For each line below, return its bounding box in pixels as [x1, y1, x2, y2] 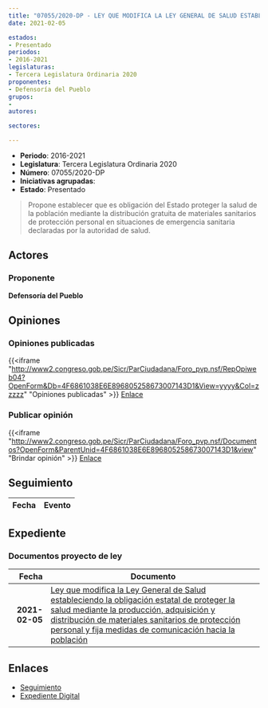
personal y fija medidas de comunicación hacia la [50, 624, 235, 635]
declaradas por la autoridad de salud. [27, 226, 151, 235]
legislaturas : [8, 63, 56, 72]
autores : [8, 108, 37, 116]
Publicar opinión [8, 410, 73, 421]
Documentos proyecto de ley [8, 550, 123, 561]
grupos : [8, 92, 34, 100]
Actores [8, 249, 49, 262]
